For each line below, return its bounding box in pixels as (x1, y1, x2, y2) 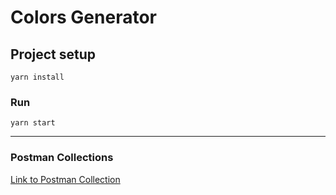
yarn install (10, 72, 65, 82)
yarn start (10, 118, 56, 128)
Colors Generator (10, 6, 157, 29)
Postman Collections (10, 151, 114, 165)
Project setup (10, 46, 97, 63)
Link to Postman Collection (10, 173, 121, 185)
